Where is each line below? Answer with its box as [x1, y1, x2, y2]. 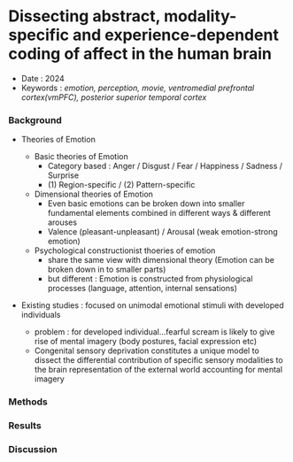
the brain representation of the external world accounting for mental [34, 365, 283, 375]
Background [8, 113, 63, 126]
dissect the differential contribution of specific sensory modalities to [34, 355, 284, 366]
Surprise [47, 170, 80, 181]
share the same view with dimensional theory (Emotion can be [47, 255, 275, 266]
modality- [163, 6, 237, 27]
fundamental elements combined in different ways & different [47, 208, 271, 219]
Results [8, 420, 42, 432]
